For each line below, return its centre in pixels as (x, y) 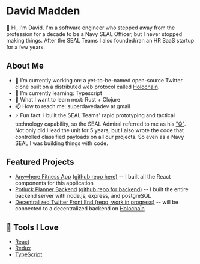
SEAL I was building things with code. (61, 143)
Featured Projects (40, 162)
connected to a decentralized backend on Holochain (80, 208)
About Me (25, 66)
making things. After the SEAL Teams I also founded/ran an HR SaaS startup (100, 40)
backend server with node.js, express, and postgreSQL (83, 195)
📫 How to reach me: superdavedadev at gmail (72, 106)
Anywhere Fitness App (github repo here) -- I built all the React (93, 176)
